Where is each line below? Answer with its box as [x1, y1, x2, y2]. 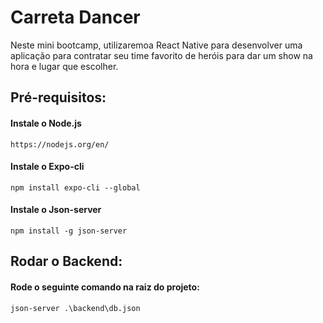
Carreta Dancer [10, 6, 141, 29]
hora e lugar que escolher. [10, 60, 119, 72]
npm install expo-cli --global [10, 182, 141, 193]
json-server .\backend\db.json [10, 303, 141, 313]
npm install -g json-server [10, 226, 128, 236]
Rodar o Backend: [10, 253, 123, 270]
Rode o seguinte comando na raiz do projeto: [10, 281, 200, 293]
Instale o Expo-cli [10, 161, 85, 173]
